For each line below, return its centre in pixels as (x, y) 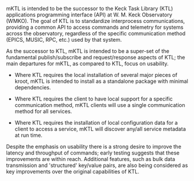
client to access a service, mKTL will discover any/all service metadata (100, 129)
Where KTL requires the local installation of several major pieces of (96, 75)
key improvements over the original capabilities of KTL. (73, 172)
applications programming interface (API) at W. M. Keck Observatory (89, 15)
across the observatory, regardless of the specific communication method (96, 33)
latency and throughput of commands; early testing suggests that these (93, 153)
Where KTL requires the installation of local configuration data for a (96, 123)
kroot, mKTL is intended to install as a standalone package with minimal (101, 81)
